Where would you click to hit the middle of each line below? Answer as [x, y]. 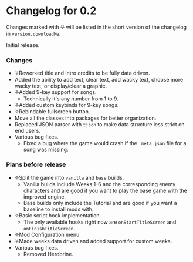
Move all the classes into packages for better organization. [85, 118]
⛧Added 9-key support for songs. [55, 92]
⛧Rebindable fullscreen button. [52, 112]
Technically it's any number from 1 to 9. [71, 99]
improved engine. [45, 196]
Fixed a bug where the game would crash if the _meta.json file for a [105, 143]
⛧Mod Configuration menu [47, 234]
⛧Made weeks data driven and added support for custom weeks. [93, 241]
